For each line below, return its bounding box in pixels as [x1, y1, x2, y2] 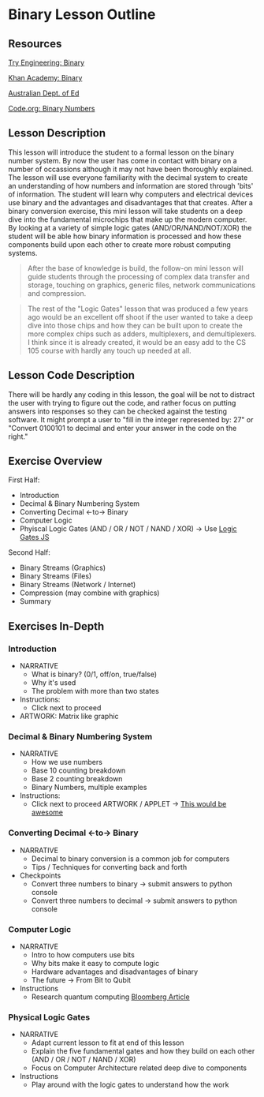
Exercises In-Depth [8, 620, 105, 633]
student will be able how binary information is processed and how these [8, 231, 242, 241]
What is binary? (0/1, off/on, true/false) [31, 669, 158, 680]
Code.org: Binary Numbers [8, 104, 95, 113]
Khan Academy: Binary [8, 73, 83, 82]
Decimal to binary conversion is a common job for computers [31, 854, 230, 863]
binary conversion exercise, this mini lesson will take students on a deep [8, 206, 243, 215]
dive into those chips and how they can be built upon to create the [27, 320, 243, 330]
